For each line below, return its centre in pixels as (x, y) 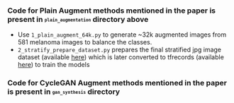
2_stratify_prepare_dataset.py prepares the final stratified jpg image (119, 50)
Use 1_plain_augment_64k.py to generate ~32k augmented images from (122, 35)
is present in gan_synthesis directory (64, 92)
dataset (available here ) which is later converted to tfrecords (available (121, 57)
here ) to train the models (54, 65)
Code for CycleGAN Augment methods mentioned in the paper (117, 83)
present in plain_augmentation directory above (78, 19)
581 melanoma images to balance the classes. (85, 42)
